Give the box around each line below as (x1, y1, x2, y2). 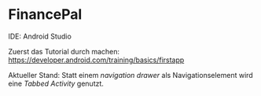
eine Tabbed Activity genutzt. (8, 79, 105, 88)
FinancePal (8, 6, 83, 24)
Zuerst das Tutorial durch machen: (8, 46, 120, 56)
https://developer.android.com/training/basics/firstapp (8, 55, 185, 65)
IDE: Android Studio (8, 31, 72, 41)
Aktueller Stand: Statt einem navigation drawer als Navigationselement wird (8, 70, 253, 79)
